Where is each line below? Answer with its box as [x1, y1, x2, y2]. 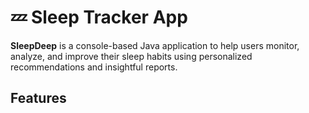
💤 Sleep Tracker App [10, 6, 188, 29]
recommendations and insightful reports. [10, 61, 178, 73]
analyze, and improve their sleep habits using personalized [10, 50, 253, 62]
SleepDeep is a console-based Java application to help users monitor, [10, 39, 300, 51]
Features [10, 90, 67, 107]
